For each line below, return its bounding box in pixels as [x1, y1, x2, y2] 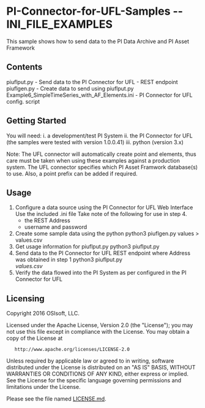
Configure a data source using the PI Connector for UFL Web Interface [15, 204, 193, 211]
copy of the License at [6, 334, 63, 342]
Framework [6, 44, 35, 52]
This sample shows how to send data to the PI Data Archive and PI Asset [6, 37, 190, 45]
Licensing [6, 293, 45, 304]
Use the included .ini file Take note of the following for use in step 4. [15, 210, 187, 218]
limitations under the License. [6, 383, 81, 391]
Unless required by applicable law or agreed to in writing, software [6, 357, 174, 364]
